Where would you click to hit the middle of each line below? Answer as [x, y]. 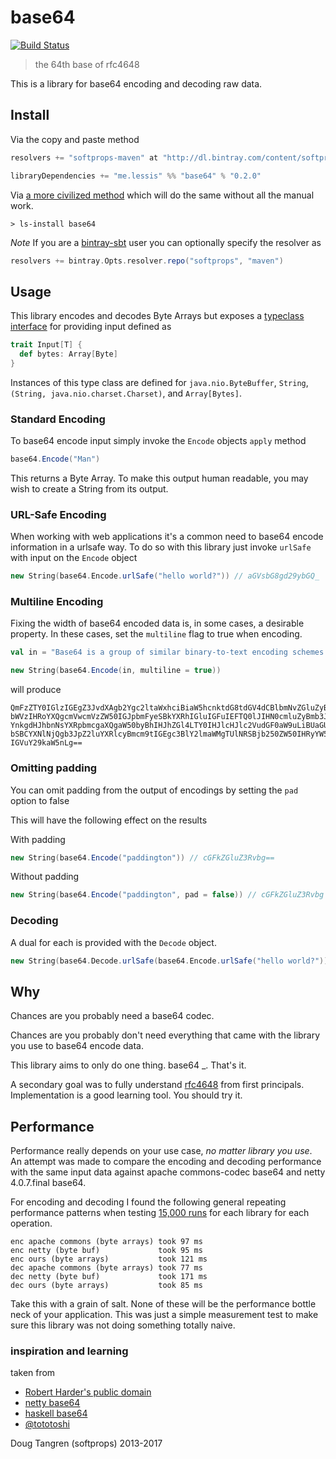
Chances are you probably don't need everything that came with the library [165, 1035]
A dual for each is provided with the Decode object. [113, 942]
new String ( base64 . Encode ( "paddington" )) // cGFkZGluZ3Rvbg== [142, 857]
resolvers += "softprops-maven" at [84, 157]
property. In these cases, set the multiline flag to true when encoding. [156, 634]
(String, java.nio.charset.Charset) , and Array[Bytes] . [126, 393]
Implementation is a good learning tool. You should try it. [126, 1095]
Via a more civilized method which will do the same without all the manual [162, 195]
